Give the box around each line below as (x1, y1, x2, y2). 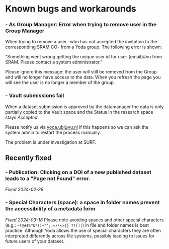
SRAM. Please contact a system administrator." (5, 59, 103, 65)
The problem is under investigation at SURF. (5, 139, 97, 145)
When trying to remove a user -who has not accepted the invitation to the (5, 39, 157, 45)
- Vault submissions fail (5, 92, 64, 99)
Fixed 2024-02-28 (5, 187, 44, 193)
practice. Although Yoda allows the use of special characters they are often (5, 227, 161, 233)
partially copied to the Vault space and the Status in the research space (5, 109, 153, 115)
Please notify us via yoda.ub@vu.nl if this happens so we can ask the (5, 124, 149, 130)
